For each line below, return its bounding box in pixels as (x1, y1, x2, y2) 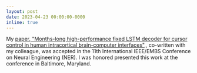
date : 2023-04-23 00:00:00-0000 (6, 14, 85, 20)
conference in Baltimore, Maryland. (6, 60, 92, 67)
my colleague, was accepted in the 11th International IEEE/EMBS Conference (6, 48, 191, 55)
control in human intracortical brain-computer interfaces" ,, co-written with (6, 41, 186, 48)
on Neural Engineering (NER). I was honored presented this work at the (6, 54, 178, 61)
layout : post (6, 8, 38, 15)
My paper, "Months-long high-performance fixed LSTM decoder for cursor (6, 36, 188, 43)
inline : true (6, 19, 38, 25)
